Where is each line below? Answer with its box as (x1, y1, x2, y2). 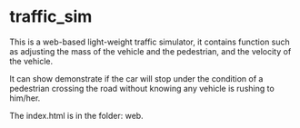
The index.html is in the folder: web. (9, 110, 144, 121)
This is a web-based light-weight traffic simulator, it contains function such (9, 36, 291, 47)
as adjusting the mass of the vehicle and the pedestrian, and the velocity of (9, 45, 292, 56)
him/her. (9, 93, 41, 103)
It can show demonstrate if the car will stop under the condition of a (9, 73, 264, 84)
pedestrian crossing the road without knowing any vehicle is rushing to (9, 83, 275, 94)
